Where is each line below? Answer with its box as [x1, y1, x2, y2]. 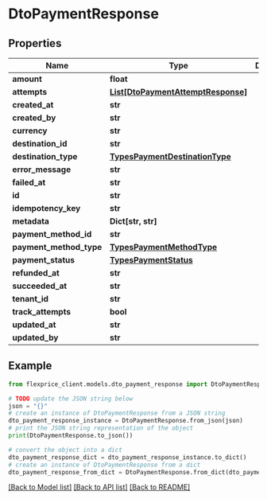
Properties [8, 37, 62, 50]
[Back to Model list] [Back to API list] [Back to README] [8, 482, 191, 492]
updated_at [12, 319, 56, 330]
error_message [12, 164, 72, 175]
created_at [12, 99, 54, 110]
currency [12, 125, 48, 136]
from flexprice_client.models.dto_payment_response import [8, 380, 208, 388]
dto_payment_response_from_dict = [8, 468, 123, 476]
